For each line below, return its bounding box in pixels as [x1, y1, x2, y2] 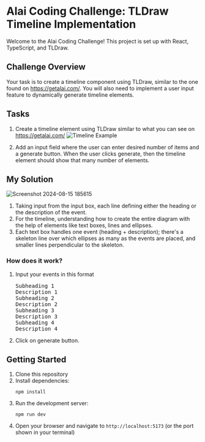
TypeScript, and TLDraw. [6, 44, 69, 51]
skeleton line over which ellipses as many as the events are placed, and [15, 234, 196, 242]
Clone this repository [15, 370, 69, 378]
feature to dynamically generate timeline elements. [6, 91, 135, 99]
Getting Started [6, 354, 67, 365]
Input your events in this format [15, 271, 94, 278]
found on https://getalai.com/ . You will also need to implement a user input [6, 84, 194, 92]
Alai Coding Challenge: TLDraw [6, 4, 169, 18]
